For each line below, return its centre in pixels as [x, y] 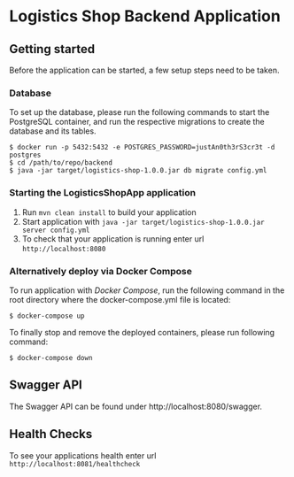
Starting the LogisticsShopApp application [103, 193]
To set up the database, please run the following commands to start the [139, 112]
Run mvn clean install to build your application [109, 212]
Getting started [52, 49]
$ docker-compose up [47, 316]
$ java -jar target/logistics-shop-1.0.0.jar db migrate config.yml [138, 171]
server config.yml [56, 230]
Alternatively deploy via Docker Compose [101, 271]
